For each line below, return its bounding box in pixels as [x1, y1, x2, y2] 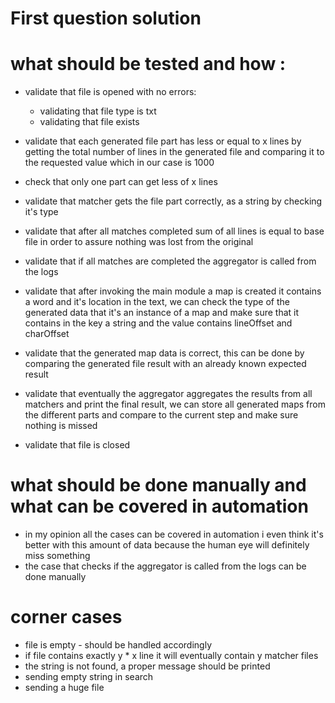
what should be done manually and [10, 474, 307, 497]
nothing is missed [24, 420, 98, 432]
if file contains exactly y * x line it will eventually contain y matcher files [24, 650, 319, 661]
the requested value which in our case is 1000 [24, 157, 215, 169]
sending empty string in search [24, 671, 154, 682]
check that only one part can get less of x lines [24, 176, 218, 188]
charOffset [24, 328, 70, 340]
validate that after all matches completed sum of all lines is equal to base [24, 225, 325, 237]
